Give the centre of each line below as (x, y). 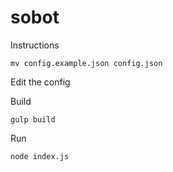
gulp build (33, 119)
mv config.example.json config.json (86, 63)
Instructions (35, 45)
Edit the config (40, 82)
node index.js (40, 156)
